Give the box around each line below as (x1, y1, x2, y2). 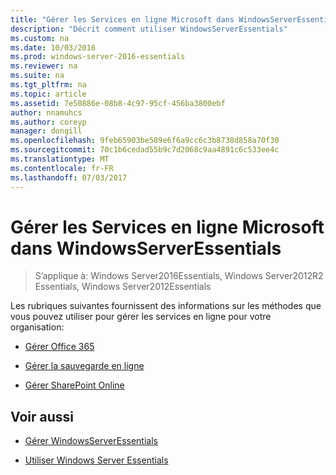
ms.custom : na (10, 33, 70, 43)
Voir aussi (10, 408, 74, 425)
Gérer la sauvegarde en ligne (24, 360, 145, 372)
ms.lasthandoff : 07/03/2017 (10, 172, 128, 183)
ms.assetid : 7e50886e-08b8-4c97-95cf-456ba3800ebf (10, 98, 226, 108)
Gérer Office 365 (24, 341, 95, 353)
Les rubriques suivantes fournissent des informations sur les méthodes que (10, 300, 322, 312)
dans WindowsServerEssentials (10, 237, 282, 260)
